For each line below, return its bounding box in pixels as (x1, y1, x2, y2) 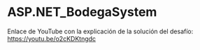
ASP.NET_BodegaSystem (7, 4, 157, 20)
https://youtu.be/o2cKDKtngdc (7, 34, 97, 42)
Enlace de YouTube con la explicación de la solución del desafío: (7, 27, 194, 35)
